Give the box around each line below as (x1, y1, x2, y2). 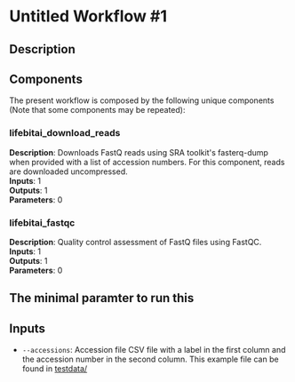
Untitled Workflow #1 (9, 6, 167, 27)
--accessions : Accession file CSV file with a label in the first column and (21, 345, 286, 355)
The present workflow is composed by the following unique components (9, 95, 275, 106)
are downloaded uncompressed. (9, 166, 128, 177)
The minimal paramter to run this (9, 290, 195, 306)
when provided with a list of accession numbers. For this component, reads (9, 156, 285, 167)
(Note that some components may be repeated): (9, 105, 186, 115)
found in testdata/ (21, 363, 88, 374)
